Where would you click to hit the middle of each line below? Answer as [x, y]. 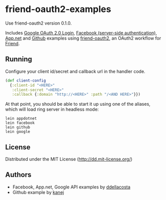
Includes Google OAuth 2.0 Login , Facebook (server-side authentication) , [81, 33]
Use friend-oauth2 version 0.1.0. [38, 23]
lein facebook [20, 123]
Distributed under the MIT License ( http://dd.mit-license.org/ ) [69, 159]
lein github [18, 127]
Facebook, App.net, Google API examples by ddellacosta [71, 187]
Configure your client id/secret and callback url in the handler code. [75, 71]
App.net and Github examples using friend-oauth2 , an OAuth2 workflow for [83, 38]
